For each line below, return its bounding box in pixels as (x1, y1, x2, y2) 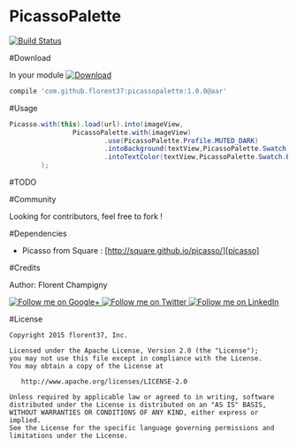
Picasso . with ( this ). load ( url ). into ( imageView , (9, 119, 184, 129)
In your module (9, 69, 65, 80)
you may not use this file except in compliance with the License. (9, 354, 263, 363)
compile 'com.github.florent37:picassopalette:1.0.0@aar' (9, 87, 227, 95)
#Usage (9, 102, 38, 113)
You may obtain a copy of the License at (9, 362, 164, 371)
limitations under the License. (9, 431, 128, 441)
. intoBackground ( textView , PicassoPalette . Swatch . (103, 144, 291, 154)
